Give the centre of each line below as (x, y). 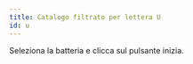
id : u (19, 25)
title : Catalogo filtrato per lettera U (85, 17)
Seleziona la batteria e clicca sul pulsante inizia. (96, 50)
